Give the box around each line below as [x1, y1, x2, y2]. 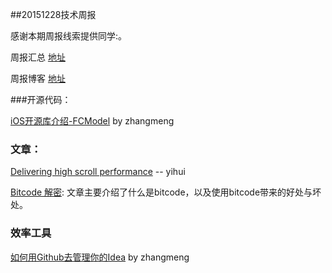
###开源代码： [10, 94, 72, 105]
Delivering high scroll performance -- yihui [10, 166, 186, 178]
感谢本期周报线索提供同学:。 [10, 30, 128, 42]
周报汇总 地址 [10, 51, 66, 63]
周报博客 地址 [10, 73, 66, 84]
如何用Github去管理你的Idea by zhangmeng [10, 251, 190, 263]
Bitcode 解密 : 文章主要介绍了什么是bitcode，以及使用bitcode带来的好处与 [10, 186, 313, 198]
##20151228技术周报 [10, 9, 97, 20]
